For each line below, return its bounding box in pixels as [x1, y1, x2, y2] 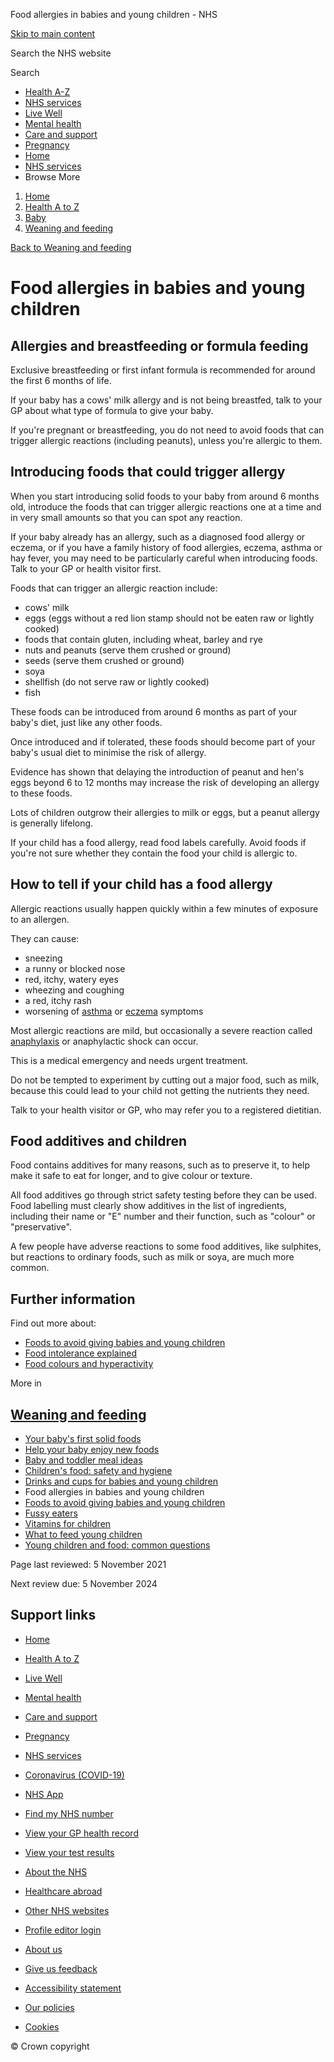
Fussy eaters [24, 1507, 78, 1519]
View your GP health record [24, 1827, 139, 1839]
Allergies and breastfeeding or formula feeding [10, 337, 309, 354]
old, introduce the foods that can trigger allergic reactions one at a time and [10, 500, 322, 513]
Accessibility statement [24, 1982, 122, 1994]
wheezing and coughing [24, 984, 125, 996]
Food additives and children [10, 1133, 188, 1150]
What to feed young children [24, 1529, 143, 1541]
